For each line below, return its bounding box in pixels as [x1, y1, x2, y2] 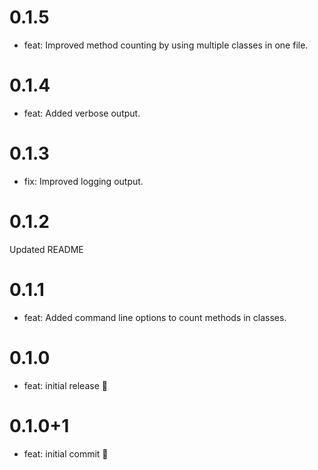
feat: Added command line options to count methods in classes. [23, 311, 287, 323]
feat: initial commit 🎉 [23, 447, 109, 460]
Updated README [9, 243, 84, 255]
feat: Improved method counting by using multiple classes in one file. [23, 39, 309, 51]
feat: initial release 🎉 [23, 379, 108, 391]
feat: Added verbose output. [23, 107, 141, 119]
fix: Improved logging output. [23, 175, 144, 187]
